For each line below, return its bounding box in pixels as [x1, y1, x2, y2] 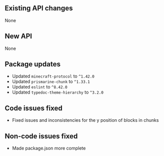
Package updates [5, 60, 61, 68]
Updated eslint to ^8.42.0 [12, 84, 68, 90]
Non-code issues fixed [5, 132, 78, 140]
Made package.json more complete [12, 145, 86, 151]
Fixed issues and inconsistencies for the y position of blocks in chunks [12, 117, 159, 123]
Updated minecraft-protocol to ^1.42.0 [12, 73, 95, 80]
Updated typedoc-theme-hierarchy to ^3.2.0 [12, 89, 104, 95]
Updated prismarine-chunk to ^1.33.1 [12, 79, 90, 85]
